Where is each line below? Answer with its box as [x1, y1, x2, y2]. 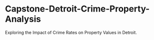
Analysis [5, 13, 41, 25]
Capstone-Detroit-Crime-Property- [5, 3, 150, 14]
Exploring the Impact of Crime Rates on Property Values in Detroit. [5, 29, 137, 35]
